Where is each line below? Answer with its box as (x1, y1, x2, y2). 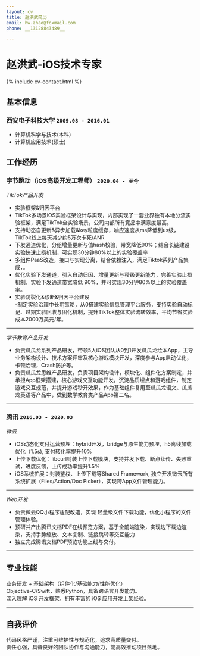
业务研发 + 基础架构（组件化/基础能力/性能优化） (6, 580, 126, 587)
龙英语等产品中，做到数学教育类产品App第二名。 (14, 391, 135, 398)
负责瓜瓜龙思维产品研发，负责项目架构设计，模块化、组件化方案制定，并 (14, 368, 192, 376)
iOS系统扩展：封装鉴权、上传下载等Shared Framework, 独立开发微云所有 (14, 470, 193, 477)
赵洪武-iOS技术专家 (6, 58, 102, 71)
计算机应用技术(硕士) (14, 138, 67, 145)
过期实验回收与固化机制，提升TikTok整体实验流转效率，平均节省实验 (25, 308, 193, 315)
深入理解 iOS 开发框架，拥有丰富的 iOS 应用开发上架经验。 (6, 595, 149, 602)
